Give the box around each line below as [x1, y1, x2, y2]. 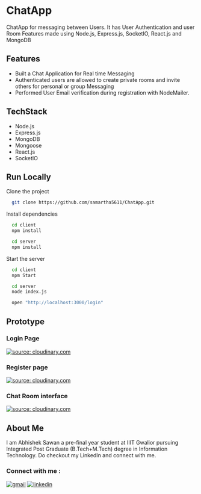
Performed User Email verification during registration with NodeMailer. [14, 89, 190, 96]
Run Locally [6, 172, 51, 182]
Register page [6, 363, 48, 371]
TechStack [6, 107, 48, 117]
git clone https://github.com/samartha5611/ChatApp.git [11, 199, 155, 205]
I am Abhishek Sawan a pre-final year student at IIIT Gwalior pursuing [6, 439, 179, 446]
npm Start [11, 272, 36, 278]
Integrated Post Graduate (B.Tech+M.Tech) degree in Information [6, 445, 168, 452]
